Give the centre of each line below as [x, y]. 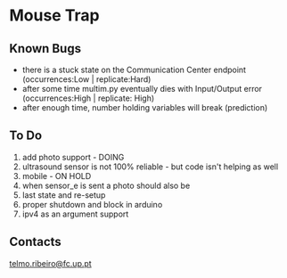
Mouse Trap [54, 16]
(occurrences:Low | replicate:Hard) [86, 79]
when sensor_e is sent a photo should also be [106, 185]
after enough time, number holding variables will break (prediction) [145, 107]
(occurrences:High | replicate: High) [88, 98]
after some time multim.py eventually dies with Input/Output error [142, 89]
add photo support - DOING [73, 157]
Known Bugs [45, 49]
